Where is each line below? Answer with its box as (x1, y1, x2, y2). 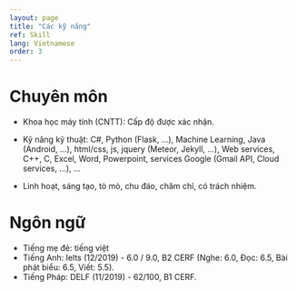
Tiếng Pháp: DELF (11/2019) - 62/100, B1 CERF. (22, 272, 197, 282)
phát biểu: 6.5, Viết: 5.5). (22, 262, 115, 273)
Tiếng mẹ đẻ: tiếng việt (22, 243, 110, 253)
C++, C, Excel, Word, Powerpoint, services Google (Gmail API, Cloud (22, 154, 280, 165)
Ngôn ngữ (9, 213, 86, 233)
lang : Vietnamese (9, 38, 75, 48)
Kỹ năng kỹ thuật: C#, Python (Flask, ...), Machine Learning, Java (22, 134, 266, 145)
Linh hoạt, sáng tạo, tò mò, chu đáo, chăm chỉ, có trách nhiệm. (22, 181, 257, 192)
